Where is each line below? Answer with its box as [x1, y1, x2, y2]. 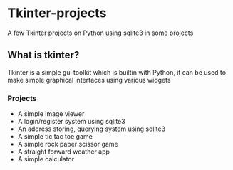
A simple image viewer [17, 110, 85, 118]
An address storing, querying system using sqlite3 [17, 124, 166, 133]
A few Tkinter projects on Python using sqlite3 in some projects [7, 28, 194, 37]
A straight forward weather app [17, 147, 110, 156]
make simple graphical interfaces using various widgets [7, 75, 171, 84]
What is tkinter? [7, 49, 80, 61]
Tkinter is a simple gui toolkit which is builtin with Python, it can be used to [7, 68, 227, 76]
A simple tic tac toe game [17, 132, 93, 141]
